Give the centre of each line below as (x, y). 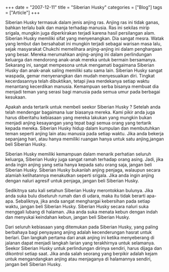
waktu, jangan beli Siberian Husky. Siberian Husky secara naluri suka (77, 206)
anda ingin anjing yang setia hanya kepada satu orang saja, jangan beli (79, 165)
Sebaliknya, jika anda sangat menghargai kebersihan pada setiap (83, 201)
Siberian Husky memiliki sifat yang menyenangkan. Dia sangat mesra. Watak (84, 38)
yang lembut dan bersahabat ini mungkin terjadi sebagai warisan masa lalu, (83, 44)
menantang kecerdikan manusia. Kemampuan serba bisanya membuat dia (82, 86)
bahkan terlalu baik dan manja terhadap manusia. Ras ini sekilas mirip (77, 28)
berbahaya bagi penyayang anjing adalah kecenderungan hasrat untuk (79, 232)
